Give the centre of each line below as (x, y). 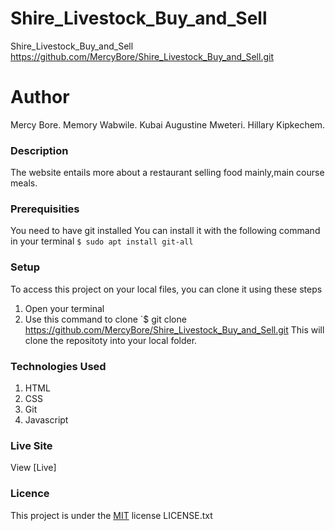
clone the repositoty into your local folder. (111, 340)
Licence (30, 494)
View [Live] (33, 468)
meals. (24, 183)
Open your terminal (64, 308)
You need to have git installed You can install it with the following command (165, 231)
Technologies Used (58, 366)
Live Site (31, 445)
